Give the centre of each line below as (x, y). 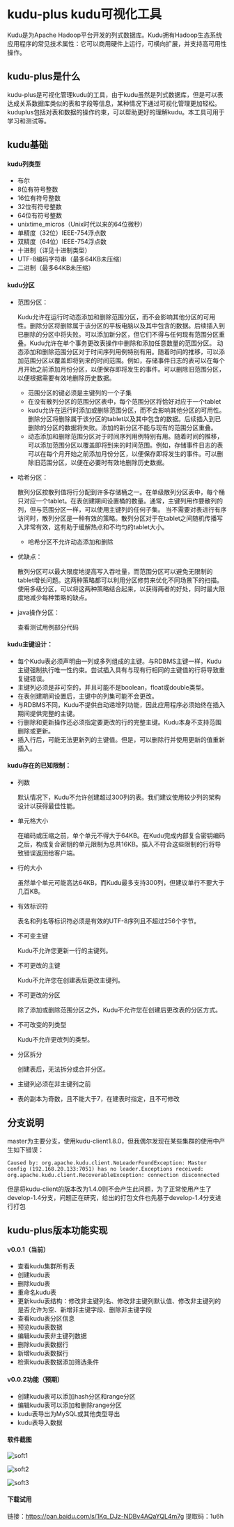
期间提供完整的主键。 (48, 713)
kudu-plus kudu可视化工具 (85, 14)
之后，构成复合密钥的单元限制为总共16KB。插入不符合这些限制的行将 (116, 844)
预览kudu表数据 (40, 1327)
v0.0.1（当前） (29, 1249)
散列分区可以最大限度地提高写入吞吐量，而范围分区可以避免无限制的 (115, 571)
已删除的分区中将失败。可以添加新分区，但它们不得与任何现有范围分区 (118, 334)
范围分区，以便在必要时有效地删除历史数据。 (104, 462)
